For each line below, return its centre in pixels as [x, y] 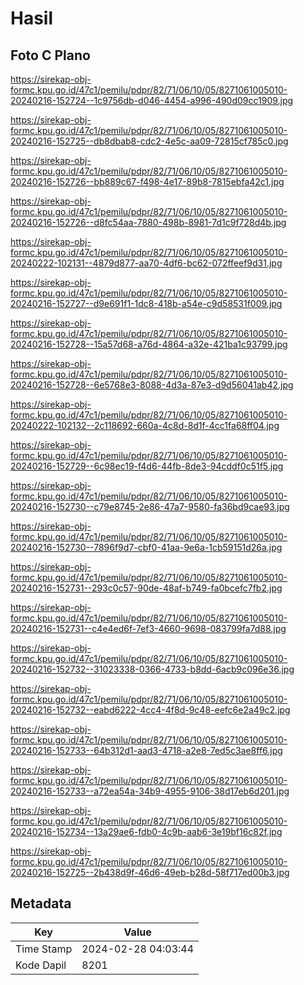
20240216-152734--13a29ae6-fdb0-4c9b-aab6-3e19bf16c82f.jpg [146, 831]
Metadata [41, 903]
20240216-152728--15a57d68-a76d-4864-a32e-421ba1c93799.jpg [149, 344]
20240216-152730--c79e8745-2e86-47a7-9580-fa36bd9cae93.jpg [150, 506]
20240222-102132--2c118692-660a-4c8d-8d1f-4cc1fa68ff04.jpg [145, 425]
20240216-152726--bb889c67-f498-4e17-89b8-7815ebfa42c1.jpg [147, 181]
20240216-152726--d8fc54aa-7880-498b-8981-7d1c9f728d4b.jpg [148, 222]
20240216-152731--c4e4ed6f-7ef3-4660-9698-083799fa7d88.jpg [148, 628]
